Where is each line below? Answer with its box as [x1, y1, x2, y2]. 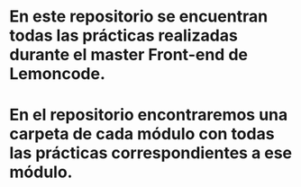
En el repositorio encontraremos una [9, 105, 288, 125]
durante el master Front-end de [9, 45, 248, 65]
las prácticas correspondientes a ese [9, 143, 293, 164]
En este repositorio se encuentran [9, 6, 269, 27]
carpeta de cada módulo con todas [9, 124, 275, 145]
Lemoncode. [9, 64, 105, 85]
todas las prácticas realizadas [9, 25, 239, 46]
